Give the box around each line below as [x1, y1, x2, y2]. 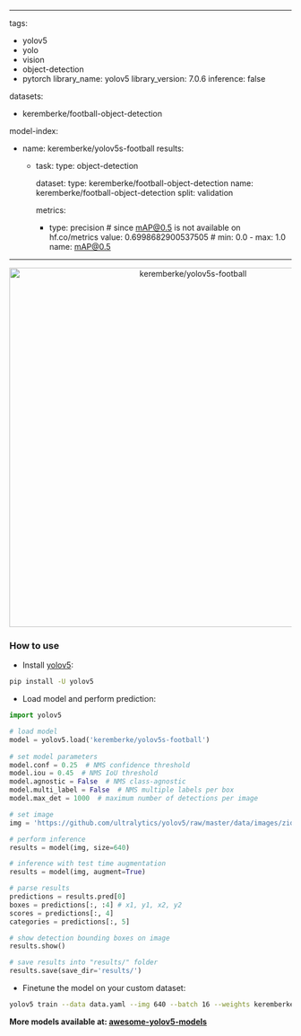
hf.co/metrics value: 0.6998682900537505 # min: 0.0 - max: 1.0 [48, 232, 287, 243]
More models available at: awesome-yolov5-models [9, 1016, 208, 1027]
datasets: [9, 91, 44, 102]
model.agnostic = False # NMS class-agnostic [9, 777, 186, 786]
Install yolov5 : [21, 660, 74, 670]
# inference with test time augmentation [9, 859, 167, 868]
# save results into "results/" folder [9, 958, 159, 967]
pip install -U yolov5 [9, 677, 94, 686]
